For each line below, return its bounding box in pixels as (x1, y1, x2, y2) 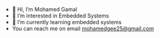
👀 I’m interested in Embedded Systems (12, 12, 110, 19)
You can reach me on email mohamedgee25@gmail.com (12, 25, 154, 32)
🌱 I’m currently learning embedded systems (12, 19, 122, 25)
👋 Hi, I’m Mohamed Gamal (12, 6, 77, 13)
